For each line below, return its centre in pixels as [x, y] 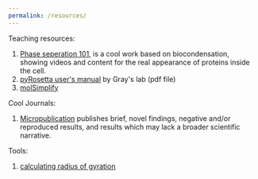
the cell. [33, 70]
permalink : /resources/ [48, 16]
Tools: [18, 150]
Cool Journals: [32, 103]
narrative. [35, 135]
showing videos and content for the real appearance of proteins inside [135, 62]
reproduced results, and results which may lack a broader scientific [130, 126]
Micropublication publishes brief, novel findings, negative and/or [125, 118]
